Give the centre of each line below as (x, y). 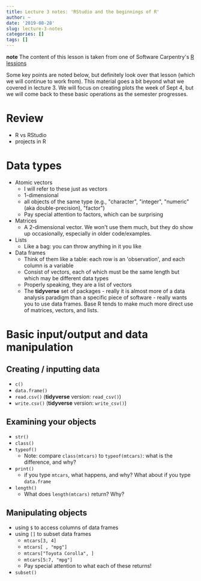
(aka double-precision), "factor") (64, 207)
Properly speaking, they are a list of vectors (78, 284)
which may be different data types (66, 278)
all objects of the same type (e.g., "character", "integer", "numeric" (106, 201)
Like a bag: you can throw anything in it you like (83, 246)
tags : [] (17, 40)
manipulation (40, 347)
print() (24, 469)
